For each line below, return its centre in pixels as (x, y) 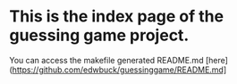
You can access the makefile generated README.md (106, 60)
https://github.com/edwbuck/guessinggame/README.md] (119, 70)
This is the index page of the (117, 17)
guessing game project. (99, 35)
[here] (216, 60)
